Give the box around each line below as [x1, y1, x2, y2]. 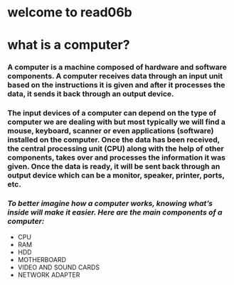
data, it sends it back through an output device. [7, 89, 174, 99]
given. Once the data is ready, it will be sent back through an [7, 162, 220, 172]
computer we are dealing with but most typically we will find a [7, 117, 225, 127]
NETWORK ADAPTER [17, 270, 80, 279]
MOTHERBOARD [17, 255, 66, 264]
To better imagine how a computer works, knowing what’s [7, 199, 213, 209]
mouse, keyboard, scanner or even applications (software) [7, 126, 215, 136]
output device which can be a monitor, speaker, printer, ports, [7, 170, 225, 180]
